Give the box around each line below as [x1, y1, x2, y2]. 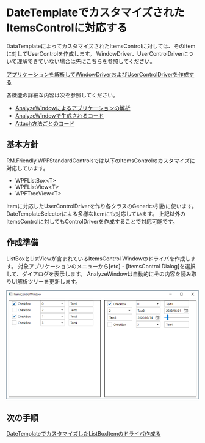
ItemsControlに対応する [6, 21, 128, 35]
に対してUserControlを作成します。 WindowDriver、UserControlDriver [6, 50, 183, 57]
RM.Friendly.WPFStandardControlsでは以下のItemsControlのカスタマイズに [6, 157, 195, 164]
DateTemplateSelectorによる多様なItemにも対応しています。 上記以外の [6, 210, 186, 218]
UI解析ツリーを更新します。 [11, 278, 81, 285]
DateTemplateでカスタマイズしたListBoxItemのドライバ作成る [6, 430, 161, 437]
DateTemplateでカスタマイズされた [6, 6, 185, 20]
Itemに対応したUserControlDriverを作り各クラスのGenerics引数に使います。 [6, 202, 197, 210]
